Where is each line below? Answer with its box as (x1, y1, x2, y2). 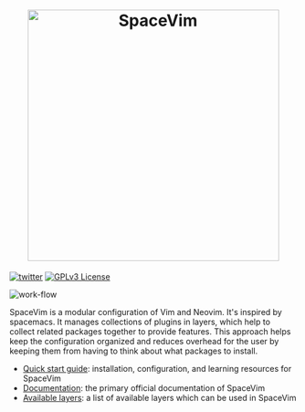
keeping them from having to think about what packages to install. (9, 345, 258, 356)
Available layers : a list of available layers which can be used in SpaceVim (22, 392, 297, 403)
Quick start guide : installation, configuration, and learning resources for (22, 363, 292, 374)
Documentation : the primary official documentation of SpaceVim (22, 382, 266, 393)
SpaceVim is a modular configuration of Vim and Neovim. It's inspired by (9, 306, 283, 317)
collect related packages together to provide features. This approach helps (9, 325, 291, 337)
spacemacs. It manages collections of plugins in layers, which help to (9, 316, 271, 327)
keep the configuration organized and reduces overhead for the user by (9, 335, 279, 346)
